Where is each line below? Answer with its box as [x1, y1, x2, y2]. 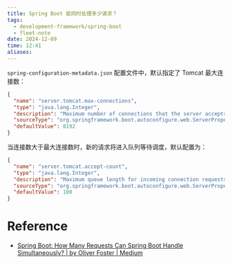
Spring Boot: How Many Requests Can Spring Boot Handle [17, 241, 184, 249]
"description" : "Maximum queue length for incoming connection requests [13, 176, 227, 183]
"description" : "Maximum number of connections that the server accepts [13, 110, 227, 117]
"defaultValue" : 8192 [13, 123, 76, 130]
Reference [7, 218, 68, 234]
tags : [7, 17, 23, 23]
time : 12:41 [7, 42, 41, 49]
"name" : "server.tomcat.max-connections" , [13, 97, 137, 104]
